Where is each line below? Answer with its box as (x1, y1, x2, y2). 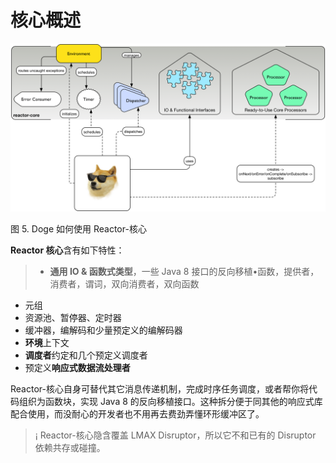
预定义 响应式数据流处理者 (24, 361, 131, 373)
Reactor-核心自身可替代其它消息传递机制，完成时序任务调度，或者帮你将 (10, 382, 309, 395)
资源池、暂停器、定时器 (24, 311, 122, 323)
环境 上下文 (24, 336, 70, 348)
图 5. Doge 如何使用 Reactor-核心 (10, 222, 147, 235)
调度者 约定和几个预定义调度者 (24, 349, 148, 361)
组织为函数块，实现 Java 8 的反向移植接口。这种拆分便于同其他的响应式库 (18, 395, 323, 407)
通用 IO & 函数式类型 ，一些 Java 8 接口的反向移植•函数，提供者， (49, 265, 320, 277)
